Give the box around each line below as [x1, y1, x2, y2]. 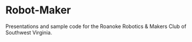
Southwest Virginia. [5, 29, 53, 36]
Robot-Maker [5, 3, 71, 17]
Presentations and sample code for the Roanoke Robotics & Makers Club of [5, 23, 187, 30]
